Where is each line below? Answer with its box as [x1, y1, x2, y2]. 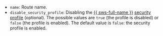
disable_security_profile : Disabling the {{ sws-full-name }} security [9, 9, 151, 15]
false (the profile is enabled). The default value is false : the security [9, 20, 151, 26]
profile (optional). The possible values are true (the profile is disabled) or [9, 15, 159, 20]
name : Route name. [9, 4, 48, 10]
